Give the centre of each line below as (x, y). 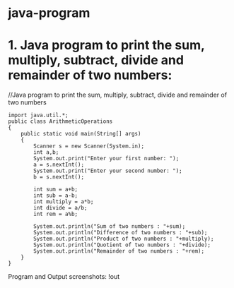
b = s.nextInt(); (59, 177)
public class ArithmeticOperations (60, 121)
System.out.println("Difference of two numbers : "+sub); (121, 233)
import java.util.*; (39, 115)
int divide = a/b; (60, 208)
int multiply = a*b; (64, 202)
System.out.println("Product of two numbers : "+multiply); (124, 239)
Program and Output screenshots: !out (64, 277)
